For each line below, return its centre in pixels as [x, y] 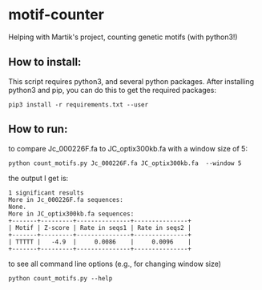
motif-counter [56, 15]
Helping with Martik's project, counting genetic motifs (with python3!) [123, 37]
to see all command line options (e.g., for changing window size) [115, 264]
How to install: [45, 62]
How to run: [38, 129]
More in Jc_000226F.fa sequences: [66, 199]
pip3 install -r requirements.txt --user [79, 105]
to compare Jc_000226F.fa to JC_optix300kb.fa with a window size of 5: [128, 148]
